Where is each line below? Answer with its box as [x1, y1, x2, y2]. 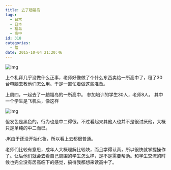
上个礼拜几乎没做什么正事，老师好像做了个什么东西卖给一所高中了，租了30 [5, 74, 163, 80]
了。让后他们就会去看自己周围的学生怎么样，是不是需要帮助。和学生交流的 [5, 153, 161, 159]
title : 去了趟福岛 [5, 7, 41, 13]
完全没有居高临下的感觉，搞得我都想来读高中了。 [14, 159, 117, 165]
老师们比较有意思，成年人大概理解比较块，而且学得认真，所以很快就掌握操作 [5, 146, 166, 152]
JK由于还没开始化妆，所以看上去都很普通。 [5, 135, 96, 142]
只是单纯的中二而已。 [5, 125, 50, 131]
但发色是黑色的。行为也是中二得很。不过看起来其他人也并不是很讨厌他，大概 [5, 118, 166, 124]
